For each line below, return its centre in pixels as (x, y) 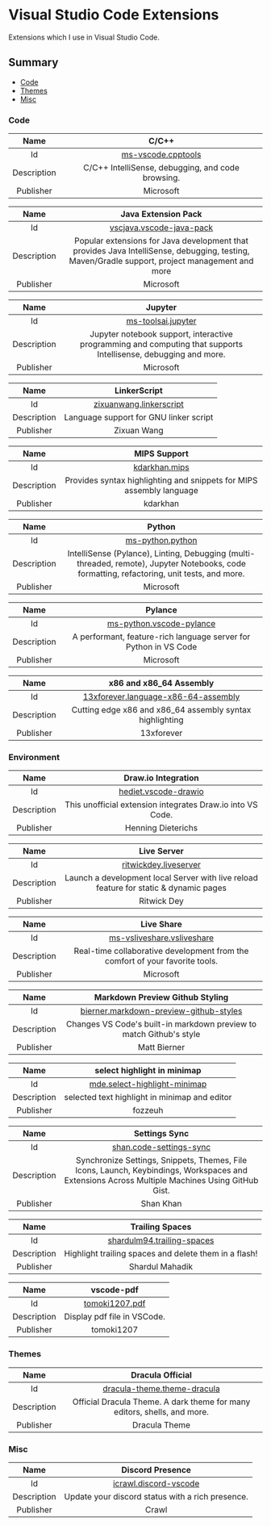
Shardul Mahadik (161, 1267)
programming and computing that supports (161, 345)
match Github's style (161, 1035)
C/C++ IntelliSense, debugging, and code (161, 168)
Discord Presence (156, 1470)
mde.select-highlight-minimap (148, 1085)
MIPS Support (162, 454)
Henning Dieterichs (161, 828)
